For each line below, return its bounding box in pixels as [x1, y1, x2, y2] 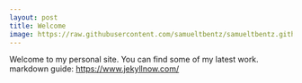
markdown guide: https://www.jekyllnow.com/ [9, 63, 180, 74]
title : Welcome [9, 21, 67, 30]
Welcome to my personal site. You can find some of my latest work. [9, 54, 259, 65]
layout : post [9, 12, 58, 22]
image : [9, 29, 34, 38]
